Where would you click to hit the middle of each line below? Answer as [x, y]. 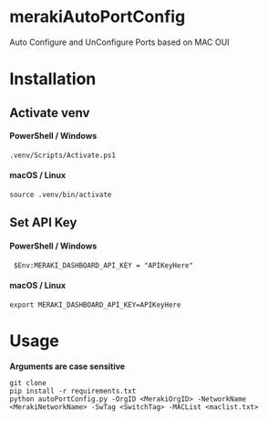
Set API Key [43, 222]
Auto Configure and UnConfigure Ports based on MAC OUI [119, 42]
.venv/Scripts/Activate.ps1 [63, 155]
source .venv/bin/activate [61, 195]
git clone [28, 383]
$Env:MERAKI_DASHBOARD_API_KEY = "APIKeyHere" [103, 265]
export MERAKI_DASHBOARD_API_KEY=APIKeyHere [95, 305]
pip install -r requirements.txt [73, 391]
